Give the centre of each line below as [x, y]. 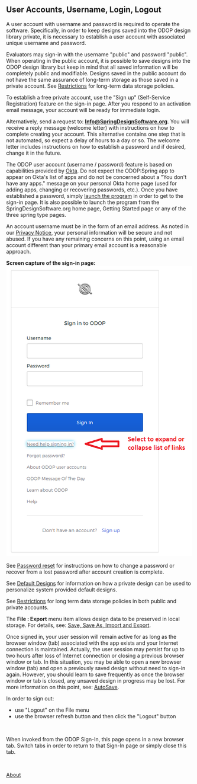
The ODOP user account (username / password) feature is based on [89, 164]
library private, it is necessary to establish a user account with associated [96, 36]
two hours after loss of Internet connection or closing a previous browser [95, 655]
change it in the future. [34, 153]
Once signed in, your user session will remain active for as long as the [91, 636]
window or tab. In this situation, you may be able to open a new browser [94, 662]
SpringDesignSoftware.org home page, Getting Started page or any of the [96, 208]
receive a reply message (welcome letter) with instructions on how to [90, 127]
